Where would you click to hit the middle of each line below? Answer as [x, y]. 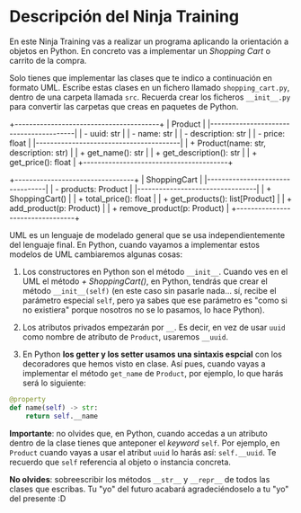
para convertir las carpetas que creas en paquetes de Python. [124, 106]
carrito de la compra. [48, 60]
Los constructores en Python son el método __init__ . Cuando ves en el [155, 271]
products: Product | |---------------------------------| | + [166, 189]
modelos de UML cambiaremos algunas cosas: [96, 254]
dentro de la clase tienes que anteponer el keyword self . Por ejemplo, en [145, 443]
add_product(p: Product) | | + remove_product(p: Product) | [119, 208]
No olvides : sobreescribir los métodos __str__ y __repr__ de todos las [140, 479]
